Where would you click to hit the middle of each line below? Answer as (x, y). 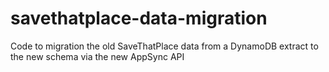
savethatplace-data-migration (139, 18)
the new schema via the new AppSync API (97, 56)
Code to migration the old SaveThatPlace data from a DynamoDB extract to (164, 46)
